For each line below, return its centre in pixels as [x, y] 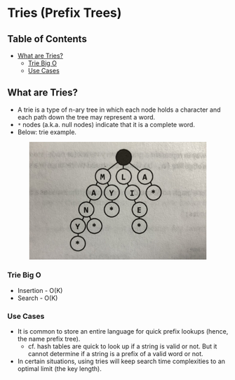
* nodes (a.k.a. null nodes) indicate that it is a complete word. [106, 124]
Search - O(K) [38, 298]
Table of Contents [47, 39]
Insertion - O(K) [40, 290]
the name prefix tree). [49, 339]
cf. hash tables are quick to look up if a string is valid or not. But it [122, 346]
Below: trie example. [47, 132]
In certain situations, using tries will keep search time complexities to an [121, 361]
